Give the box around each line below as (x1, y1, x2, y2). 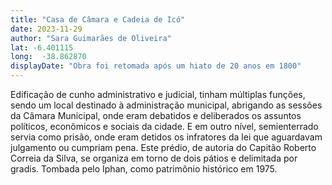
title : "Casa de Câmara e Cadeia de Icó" (10, 14, 186, 25)
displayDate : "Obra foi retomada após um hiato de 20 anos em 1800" (10, 61, 302, 71)
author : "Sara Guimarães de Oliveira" (10, 33, 172, 43)
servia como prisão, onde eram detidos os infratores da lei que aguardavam (10, 131, 323, 143)
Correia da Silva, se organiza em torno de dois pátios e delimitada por (10, 152, 298, 164)
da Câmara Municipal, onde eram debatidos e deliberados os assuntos (10, 110, 302, 121)
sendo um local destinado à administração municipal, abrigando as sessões (10, 99, 323, 111)
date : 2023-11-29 (10, 24, 83, 34)
